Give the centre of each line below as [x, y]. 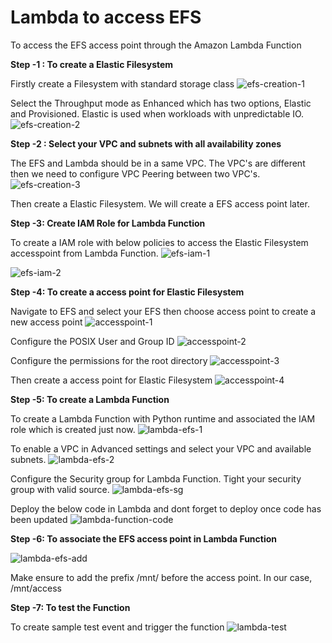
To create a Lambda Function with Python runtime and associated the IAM [163, 418]
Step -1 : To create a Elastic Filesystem [92, 64]
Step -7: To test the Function [70, 607]
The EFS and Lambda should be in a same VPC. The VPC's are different [158, 163]
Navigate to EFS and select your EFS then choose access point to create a [163, 311]
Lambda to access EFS [106, 17]
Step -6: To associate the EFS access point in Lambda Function [144, 538]
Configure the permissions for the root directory [109, 360]
